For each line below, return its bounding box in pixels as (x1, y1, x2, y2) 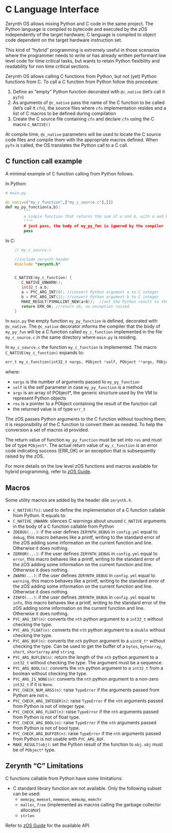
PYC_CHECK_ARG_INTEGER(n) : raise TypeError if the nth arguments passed (12, 698, 164, 704)
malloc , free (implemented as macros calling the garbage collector (20, 801, 161, 807)
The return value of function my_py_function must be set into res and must (5, 437, 162, 443)
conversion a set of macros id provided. (5, 427, 90, 433)
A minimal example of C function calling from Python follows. (5, 170, 134, 176)
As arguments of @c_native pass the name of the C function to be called (12, 99, 165, 106)
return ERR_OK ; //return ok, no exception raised (21, 304, 130, 309)
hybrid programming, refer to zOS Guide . (5, 468, 92, 475)
